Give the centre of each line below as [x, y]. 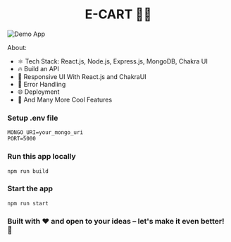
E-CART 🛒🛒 [118, 14]
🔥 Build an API [38, 68]
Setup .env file [33, 118]
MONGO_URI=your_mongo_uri [45, 133]
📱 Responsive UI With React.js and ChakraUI [82, 76]
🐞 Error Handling [42, 84]
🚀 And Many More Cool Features [65, 99]
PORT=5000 [22, 139]
